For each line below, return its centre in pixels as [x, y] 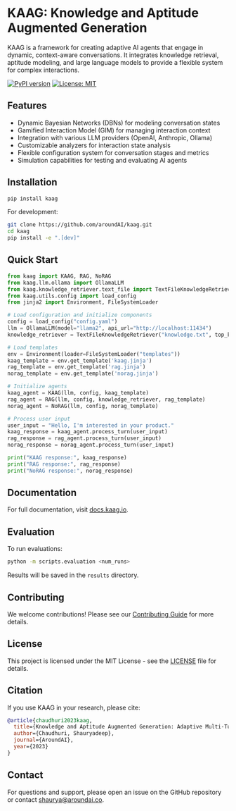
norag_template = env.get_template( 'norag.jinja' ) [83, 374]
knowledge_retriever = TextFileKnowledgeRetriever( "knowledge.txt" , [110, 335]
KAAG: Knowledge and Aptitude [103, 13]
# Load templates [33, 347]
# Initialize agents [38, 386]
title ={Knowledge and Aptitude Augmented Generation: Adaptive [108, 727]
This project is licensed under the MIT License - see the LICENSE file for [112, 661]
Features [27, 106]
